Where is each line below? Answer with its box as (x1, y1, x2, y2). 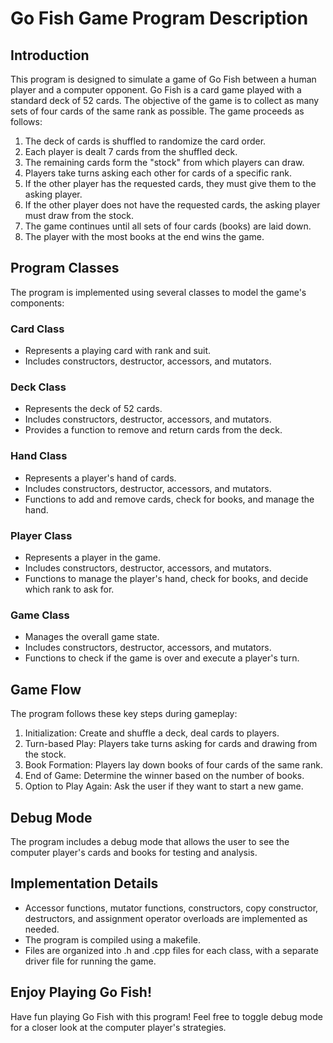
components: (10, 297, 65, 309)
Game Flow (10, 681, 82, 698)
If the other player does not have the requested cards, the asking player (24, 199, 321, 211)
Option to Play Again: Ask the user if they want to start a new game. (24, 780, 304, 792)
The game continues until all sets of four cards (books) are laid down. (24, 220, 312, 232)
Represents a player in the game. (24, 552, 161, 563)
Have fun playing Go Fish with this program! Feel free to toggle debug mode (10, 1010, 323, 1022)
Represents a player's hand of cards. (24, 472, 177, 484)
